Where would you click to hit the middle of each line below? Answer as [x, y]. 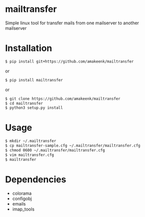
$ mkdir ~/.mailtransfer [31, 141]
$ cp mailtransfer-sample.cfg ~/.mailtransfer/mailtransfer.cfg [73, 146]
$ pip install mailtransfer [34, 80]
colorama [22, 193]
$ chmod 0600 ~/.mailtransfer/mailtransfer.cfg [55, 150]
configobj [22, 198]
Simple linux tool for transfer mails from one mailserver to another [72, 23]
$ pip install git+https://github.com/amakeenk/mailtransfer [70, 61]
